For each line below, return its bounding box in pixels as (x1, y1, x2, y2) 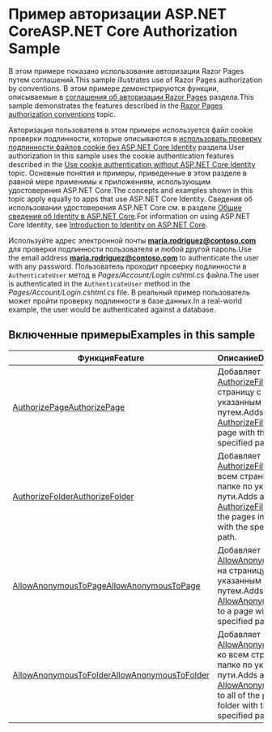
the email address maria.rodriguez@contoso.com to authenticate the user (8, 252, 259, 262)
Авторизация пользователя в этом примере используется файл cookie (8, 125, 253, 135)
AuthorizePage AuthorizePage (12, 401, 125, 412)
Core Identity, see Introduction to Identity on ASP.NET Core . (8, 220, 208, 230)
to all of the (217, 689, 261, 700)
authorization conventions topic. (8, 109, 116, 118)
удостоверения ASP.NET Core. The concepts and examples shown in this (8, 185, 253, 195)
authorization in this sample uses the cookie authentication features (8, 151, 235, 161)
